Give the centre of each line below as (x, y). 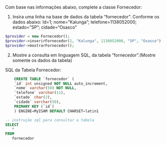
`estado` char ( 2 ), (33, 97)
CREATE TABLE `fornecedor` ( (44, 79)
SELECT (12, 125)
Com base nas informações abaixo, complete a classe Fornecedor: (74, 7)
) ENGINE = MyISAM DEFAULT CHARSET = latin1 (56, 111)
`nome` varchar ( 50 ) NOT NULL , (45, 88)
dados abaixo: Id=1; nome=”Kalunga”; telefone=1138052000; (75, 22)
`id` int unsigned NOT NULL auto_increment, (61, 84)
